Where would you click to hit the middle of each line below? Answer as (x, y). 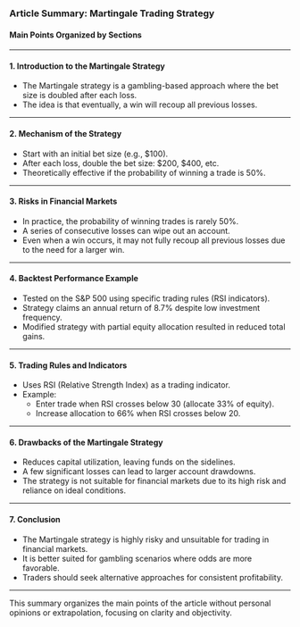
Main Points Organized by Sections (76, 35)
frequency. (42, 317)
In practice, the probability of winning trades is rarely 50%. (130, 221)
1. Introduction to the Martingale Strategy (87, 66)
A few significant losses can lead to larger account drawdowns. (139, 472)
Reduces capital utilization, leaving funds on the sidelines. (129, 462)
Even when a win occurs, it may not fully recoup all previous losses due (154, 240)
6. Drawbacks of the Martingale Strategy (86, 442)
